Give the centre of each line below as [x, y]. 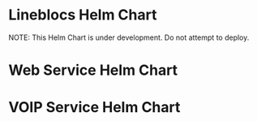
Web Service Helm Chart [93, 70]
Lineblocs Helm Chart [83, 15]
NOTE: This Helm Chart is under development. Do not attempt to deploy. [129, 37]
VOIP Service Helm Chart [94, 108]
